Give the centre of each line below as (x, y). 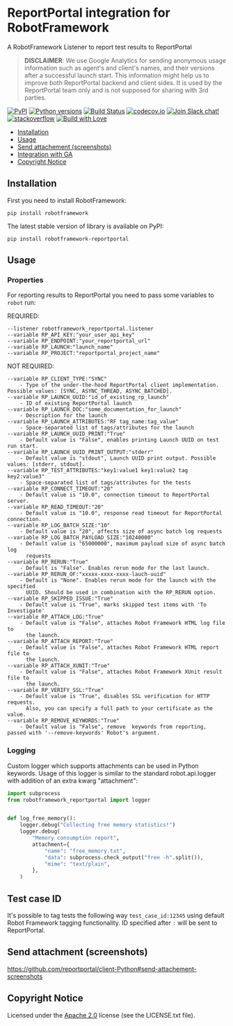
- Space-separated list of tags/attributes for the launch (107, 428)
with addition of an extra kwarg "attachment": (72, 780)
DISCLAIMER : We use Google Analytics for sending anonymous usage (125, 60)
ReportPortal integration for (89, 13)
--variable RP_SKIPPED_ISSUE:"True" (60, 599)
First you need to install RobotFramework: (67, 200)
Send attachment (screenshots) (78, 952)
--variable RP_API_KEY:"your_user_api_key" (71, 335)
